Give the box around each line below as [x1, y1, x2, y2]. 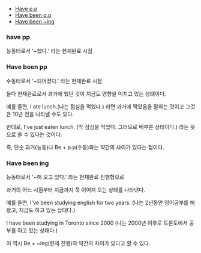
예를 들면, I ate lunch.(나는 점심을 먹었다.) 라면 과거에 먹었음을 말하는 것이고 [6, 102, 184, 110]
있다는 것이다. [29, 131, 62, 138]
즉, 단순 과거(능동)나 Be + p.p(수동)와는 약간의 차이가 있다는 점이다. [6, 143, 164, 151]
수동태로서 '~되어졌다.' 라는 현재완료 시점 [6, 77, 103, 84]
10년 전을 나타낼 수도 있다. [12, 110, 74, 117]
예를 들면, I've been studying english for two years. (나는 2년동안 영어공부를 [6, 199, 189, 206]
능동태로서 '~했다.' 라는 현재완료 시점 [6, 48, 93, 55]
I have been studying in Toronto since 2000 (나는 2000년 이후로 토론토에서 [6, 219, 188, 226]
